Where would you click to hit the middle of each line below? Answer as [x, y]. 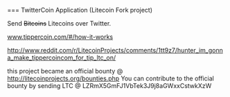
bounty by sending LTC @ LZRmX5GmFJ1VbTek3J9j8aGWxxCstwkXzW [109, 86]
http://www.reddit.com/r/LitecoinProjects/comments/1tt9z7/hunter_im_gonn [115, 50]
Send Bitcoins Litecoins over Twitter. [59, 23]
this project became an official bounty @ [65, 71]
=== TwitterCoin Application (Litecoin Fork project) [80, 10]
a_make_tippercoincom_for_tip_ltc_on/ [62, 58]
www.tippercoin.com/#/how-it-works [60, 37]
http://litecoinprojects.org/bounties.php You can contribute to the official [111, 78]
